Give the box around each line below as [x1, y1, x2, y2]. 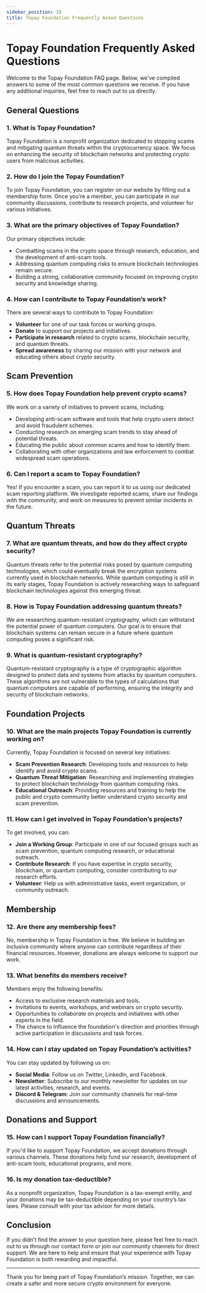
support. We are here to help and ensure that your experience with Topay [6, 1249, 192, 1257]
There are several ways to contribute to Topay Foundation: [6, 309, 154, 316]
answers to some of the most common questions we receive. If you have [6, 81, 190, 88]
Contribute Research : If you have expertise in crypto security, [15, 860, 173, 868]
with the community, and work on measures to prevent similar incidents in [6, 497, 193, 503]
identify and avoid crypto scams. [15, 767, 99, 774]
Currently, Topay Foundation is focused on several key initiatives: [6, 749, 171, 756]
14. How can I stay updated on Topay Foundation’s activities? [6, 1045, 192, 1053]
